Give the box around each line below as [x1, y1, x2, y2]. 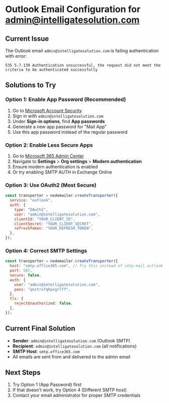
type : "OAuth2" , [14, 207, 49, 212]
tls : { [10, 296, 24, 301]
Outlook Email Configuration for [5, 4, 141, 15]
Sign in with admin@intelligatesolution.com [12, 112, 104, 119]
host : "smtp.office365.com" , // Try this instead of [10, 263, 123, 268]
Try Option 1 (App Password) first [12, 382, 82, 388]
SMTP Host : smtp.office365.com [12, 348, 80, 354]
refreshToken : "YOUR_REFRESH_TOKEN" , [14, 226, 94, 231]
